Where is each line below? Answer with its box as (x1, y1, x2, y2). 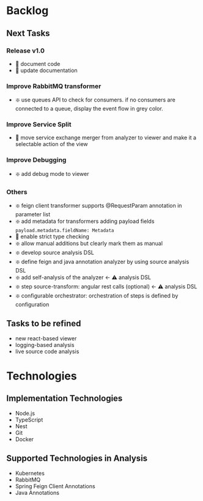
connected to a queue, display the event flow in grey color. (15, 105, 163, 112)
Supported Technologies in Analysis (6, 453, 148, 464)
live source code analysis (15, 348, 79, 355)
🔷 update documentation (15, 67, 78, 74)
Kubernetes (15, 469, 45, 477)
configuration (15, 301, 50, 309)
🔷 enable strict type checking (15, 233, 90, 240)
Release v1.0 (6, 46, 45, 55)
